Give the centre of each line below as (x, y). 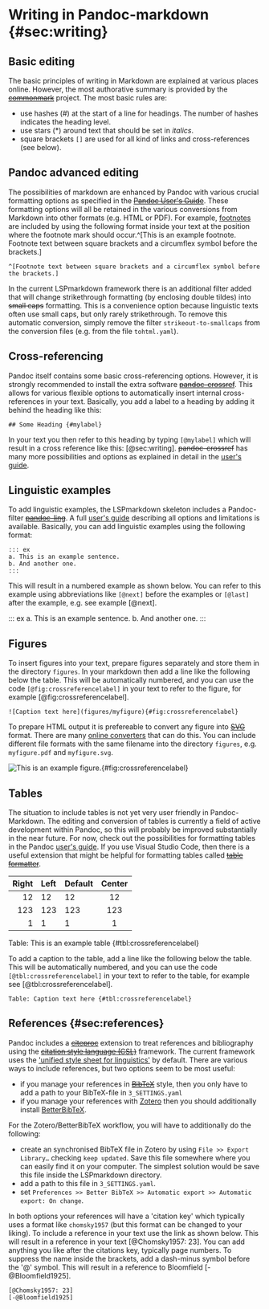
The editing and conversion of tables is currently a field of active (154, 822)
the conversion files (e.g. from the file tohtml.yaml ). (94, 331)
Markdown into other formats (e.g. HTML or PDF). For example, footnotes (130, 218)
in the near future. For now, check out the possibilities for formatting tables (132, 838)
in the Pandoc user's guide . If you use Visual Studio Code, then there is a (129, 847)
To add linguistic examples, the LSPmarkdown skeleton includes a (117, 510)
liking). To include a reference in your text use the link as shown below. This (134, 1233)
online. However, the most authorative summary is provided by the (118, 89)
